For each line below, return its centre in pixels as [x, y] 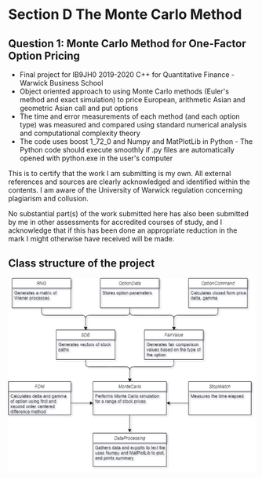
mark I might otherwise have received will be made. [91, 239]
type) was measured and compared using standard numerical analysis [133, 125]
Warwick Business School [61, 83]
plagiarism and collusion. [48, 199]
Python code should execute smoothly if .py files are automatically [127, 150]
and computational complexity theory [80, 133]
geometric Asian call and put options [79, 108]
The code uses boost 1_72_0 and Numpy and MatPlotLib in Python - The [136, 142]
